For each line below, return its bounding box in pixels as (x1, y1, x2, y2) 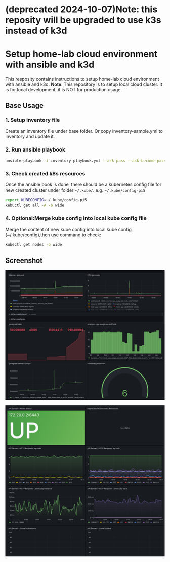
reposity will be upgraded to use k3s (5, 14, 161, 26)
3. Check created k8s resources (5, 170, 86, 177)
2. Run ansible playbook (5, 146, 66, 153)
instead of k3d (5, 25, 67, 36)
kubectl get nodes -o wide (5, 242, 62, 247)
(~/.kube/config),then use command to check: (5, 232, 102, 238)
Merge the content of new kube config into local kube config (5, 227, 132, 233)
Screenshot (5, 256, 43, 265)
